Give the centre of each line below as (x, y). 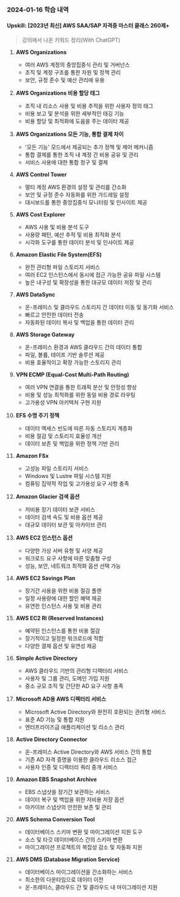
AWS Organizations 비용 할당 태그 (58, 93)
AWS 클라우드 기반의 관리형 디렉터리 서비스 (77, 671)
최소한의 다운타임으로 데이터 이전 (64, 880)
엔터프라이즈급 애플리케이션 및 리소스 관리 (75, 727)
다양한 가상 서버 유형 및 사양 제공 (64, 551)
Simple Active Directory (47, 658)
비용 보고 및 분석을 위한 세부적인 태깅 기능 (74, 113)
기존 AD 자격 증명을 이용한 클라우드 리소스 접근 (81, 760)
